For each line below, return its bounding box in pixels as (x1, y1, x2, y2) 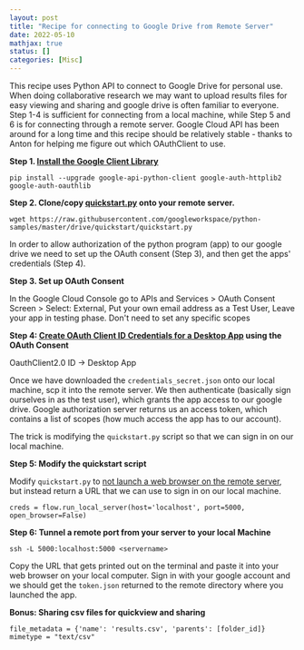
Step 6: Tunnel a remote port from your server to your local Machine (9, 527, 271, 537)
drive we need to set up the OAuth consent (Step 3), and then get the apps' (9, 249, 291, 259)
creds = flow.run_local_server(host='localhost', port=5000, (9, 503, 246, 512)
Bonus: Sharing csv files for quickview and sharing (9, 607, 206, 617)
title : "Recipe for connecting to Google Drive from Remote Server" (9, 22, 274, 31)
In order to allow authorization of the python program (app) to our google (9, 239, 283, 250)
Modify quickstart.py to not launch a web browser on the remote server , (9, 476, 282, 487)
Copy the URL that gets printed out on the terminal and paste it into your (9, 560, 279, 571)
